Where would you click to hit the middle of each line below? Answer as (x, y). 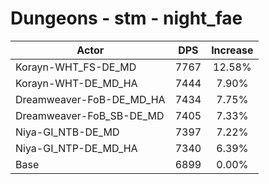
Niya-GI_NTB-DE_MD (67, 132)
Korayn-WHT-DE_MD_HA (76, 83)
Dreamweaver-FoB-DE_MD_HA (90, 99)
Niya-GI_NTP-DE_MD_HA (76, 148)
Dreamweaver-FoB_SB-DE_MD (90, 115)
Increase (232, 50)
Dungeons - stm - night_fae (126, 18)
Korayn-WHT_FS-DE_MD (76, 67)
